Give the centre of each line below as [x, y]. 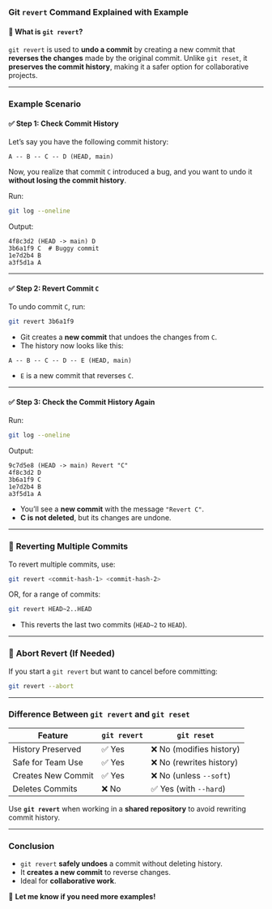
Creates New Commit [53, 775]
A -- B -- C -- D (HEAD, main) [61, 157]
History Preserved [47, 749]
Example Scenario [45, 104]
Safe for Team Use [48, 762]
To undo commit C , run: [47, 307]
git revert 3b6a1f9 [41, 322]
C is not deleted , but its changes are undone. [96, 518]
